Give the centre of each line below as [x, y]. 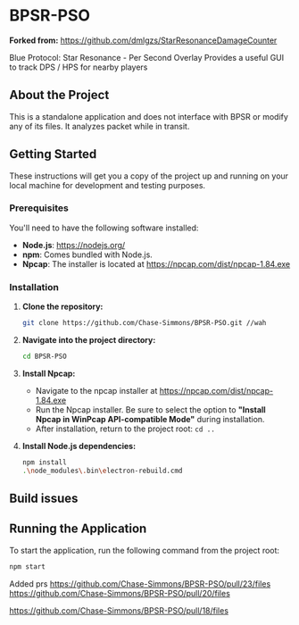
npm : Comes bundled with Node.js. [87, 254]
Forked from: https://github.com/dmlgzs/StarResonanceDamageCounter [143, 40]
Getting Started [53, 154]
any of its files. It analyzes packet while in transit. [100, 126]
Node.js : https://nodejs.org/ [74, 245]
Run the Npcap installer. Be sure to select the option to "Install [150, 409]
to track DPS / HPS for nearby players [79, 67]
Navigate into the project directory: [89, 340]
